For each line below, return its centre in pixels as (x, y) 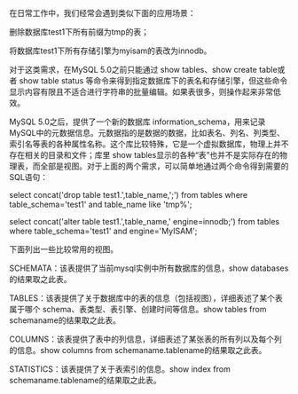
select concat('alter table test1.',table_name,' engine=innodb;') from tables (145, 221)
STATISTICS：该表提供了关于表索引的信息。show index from (120, 369)
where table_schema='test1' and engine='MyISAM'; (103, 231)
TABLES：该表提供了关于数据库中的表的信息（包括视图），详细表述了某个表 (146, 298)
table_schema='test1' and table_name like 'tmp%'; (101, 204)
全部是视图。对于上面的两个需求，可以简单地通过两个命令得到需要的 (164, 166)
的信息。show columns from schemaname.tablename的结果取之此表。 (138, 350)
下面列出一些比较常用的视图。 (63, 249)
